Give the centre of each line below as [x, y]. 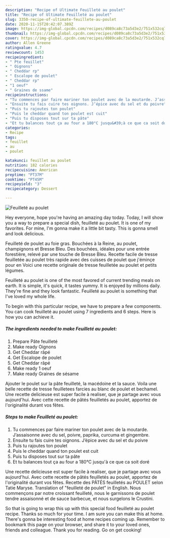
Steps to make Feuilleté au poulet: [42, 417]
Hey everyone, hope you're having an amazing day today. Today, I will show [84, 218]
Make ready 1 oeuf [32, 368]
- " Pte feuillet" [25, 62]
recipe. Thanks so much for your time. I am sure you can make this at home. [84, 514]
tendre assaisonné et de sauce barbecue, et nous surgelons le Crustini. [80, 498]
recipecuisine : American [31, 170]
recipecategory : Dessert [31, 189]
